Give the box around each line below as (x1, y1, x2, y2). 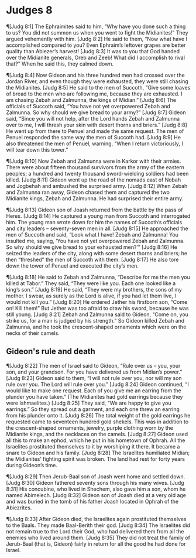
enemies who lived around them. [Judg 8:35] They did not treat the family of (6, 534, 190, 541)
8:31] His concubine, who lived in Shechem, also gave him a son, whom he (6, 485, 186, 492)
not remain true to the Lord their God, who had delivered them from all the (6, 528, 184, 535)
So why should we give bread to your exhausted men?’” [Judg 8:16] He (6, 244, 177, 251)
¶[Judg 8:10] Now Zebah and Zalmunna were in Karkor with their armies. (6, 158, 181, 165)
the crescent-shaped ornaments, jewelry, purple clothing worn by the (6, 424, 174, 431)
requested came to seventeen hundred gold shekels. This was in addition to (6, 418, 189, 425)
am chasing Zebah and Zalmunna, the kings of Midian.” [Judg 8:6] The (6, 96, 177, 103)
